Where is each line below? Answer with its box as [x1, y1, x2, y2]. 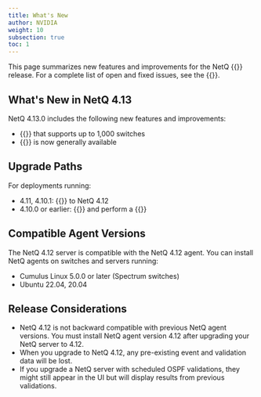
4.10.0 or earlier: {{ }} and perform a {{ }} [19, 204, 147, 214]
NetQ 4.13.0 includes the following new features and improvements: [8, 114, 227, 123]
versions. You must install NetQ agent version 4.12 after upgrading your [19, 331, 249, 341]
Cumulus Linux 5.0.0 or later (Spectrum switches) [19, 271, 180, 280]
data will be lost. [19, 356, 73, 366]
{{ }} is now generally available [19, 137, 118, 146]
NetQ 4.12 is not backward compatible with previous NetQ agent [19, 323, 227, 333]
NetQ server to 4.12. [19, 340, 85, 349]
